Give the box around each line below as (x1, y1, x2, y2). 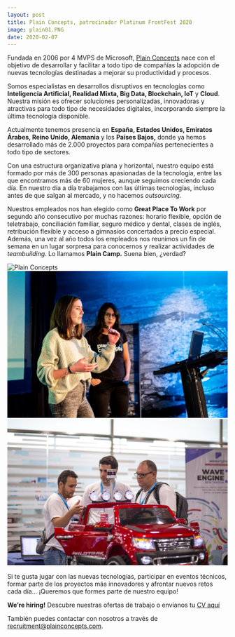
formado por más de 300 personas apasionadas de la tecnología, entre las (7, 169, 222, 177)
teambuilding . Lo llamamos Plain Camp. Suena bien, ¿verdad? (7, 250, 187, 258)
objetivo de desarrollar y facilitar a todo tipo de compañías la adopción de (7, 61, 220, 69)
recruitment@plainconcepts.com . (7, 622, 104, 631)
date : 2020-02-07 (7, 34, 58, 41)
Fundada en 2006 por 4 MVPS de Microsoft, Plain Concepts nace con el (7, 53, 215, 62)
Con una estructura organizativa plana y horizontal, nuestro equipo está (7, 161, 215, 170)
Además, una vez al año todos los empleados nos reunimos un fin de (7, 235, 206, 243)
